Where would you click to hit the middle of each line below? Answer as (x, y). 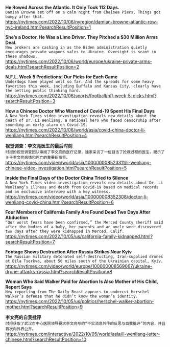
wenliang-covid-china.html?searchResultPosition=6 (59, 202)
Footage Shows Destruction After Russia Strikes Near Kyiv (68, 252)
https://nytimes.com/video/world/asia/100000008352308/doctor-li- (77, 197)
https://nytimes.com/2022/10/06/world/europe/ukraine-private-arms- (79, 61)
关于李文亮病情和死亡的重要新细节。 (38, 158)
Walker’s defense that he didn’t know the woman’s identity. (72, 296)
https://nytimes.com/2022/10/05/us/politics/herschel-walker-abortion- (80, 301)
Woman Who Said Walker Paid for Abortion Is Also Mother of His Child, (82, 281)
